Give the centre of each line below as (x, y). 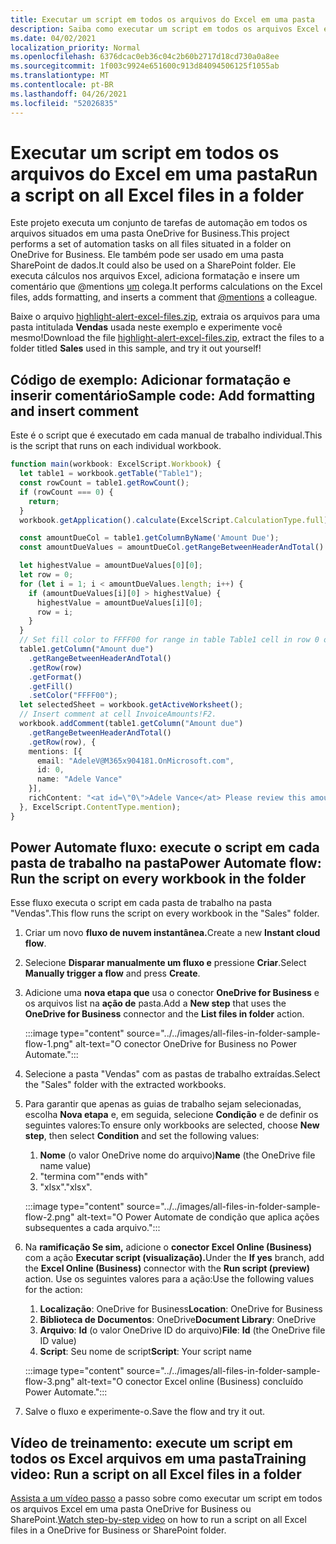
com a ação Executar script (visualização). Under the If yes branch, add (174, 1258)
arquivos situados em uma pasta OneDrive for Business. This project (150, 233)
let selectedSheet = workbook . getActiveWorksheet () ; (131, 705)
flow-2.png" (49, 1217)
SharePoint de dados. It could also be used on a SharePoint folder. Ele (153, 265)
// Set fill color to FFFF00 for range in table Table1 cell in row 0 (169, 640)
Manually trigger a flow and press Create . (112, 973)
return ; (44, 501)
